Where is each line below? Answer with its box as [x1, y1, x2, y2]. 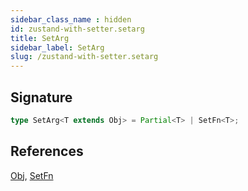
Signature [10, 89, 73, 106]
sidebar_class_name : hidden [10, 14, 132, 25]
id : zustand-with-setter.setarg [10, 24, 145, 34]
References [10, 143, 84, 160]
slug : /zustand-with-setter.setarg [10, 52, 159, 62]
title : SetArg [10, 33, 70, 43]
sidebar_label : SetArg [10, 42, 105, 53]
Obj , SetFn [10, 169, 54, 181]
